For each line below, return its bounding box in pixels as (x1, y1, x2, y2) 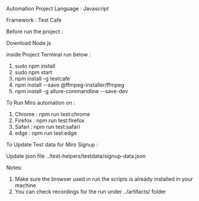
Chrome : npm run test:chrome (14, 111, 90, 117)
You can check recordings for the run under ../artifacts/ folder (14, 188, 166, 195)
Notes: (6, 164, 23, 171)
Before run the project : (6, 28, 64, 35)
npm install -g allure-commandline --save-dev (14, 88, 128, 94)
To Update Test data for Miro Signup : (6, 141, 98, 148)
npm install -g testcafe (14, 75, 70, 82)
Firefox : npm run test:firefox (14, 117, 85, 124)
